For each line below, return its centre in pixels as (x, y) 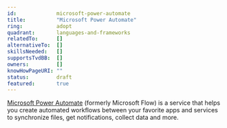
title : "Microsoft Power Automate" (72, 20)
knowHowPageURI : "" (35, 71)
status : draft (40, 77)
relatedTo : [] (35, 39)
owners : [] (35, 64)
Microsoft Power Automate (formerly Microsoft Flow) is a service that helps (114, 103)
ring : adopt (40, 26)
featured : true (38, 84)
